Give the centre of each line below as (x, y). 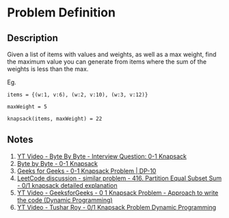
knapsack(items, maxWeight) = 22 (55, 119)
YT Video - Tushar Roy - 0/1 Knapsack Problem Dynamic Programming (117, 207)
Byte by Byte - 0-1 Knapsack (57, 163)
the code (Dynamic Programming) (65, 199)
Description (32, 38)
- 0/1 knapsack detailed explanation (67, 185)
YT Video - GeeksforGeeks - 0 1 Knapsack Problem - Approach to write (118, 193)
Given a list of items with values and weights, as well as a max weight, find (112, 54)
